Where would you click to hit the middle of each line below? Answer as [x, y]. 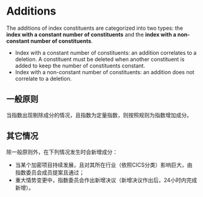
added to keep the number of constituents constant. [80, 66]
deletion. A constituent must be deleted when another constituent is [100, 59]
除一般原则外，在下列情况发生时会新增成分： [62, 152]
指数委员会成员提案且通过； [50, 172]
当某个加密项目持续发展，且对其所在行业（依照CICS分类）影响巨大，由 [104, 165]
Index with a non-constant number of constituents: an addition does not [105, 72]
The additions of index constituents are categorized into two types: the [95, 28]
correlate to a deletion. [43, 78]
